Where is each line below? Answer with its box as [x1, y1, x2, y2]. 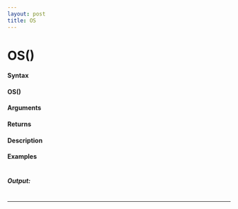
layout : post [7, 10, 46, 18]
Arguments [7, 103, 42, 112]
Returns [7, 120, 32, 128]
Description [7, 136, 43, 145]
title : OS [7, 17, 37, 24]
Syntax [7, 72, 29, 80]
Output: [7, 176, 31, 185]
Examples [7, 152, 38, 161]
